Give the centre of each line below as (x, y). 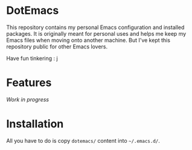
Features (29, 83)
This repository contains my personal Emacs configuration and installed (95, 27)
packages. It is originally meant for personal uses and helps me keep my (96, 33)
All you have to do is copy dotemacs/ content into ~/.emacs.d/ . (83, 140)
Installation (35, 124)
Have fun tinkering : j (32, 58)
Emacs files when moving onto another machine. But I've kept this (88, 40)
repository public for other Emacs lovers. (57, 47)
